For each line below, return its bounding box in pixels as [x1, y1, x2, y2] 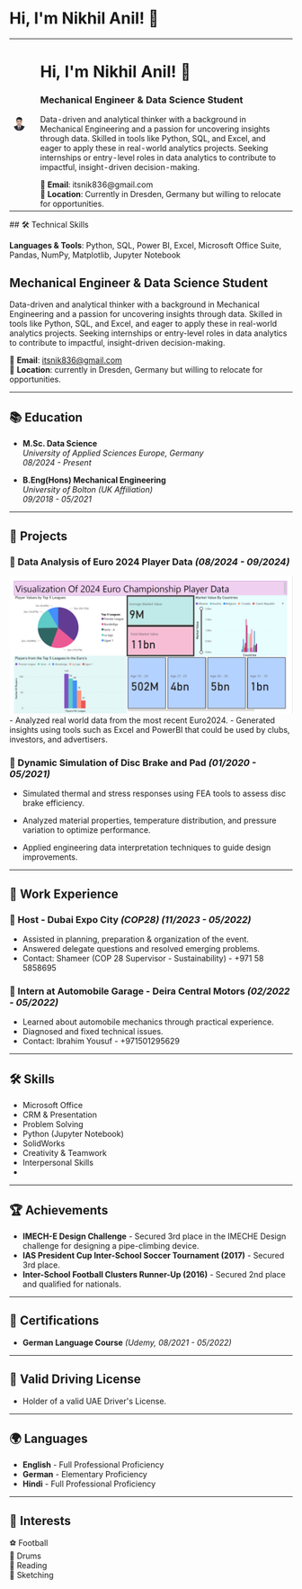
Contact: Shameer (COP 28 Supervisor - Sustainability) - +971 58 [22, 953, 264, 964]
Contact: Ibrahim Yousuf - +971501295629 [22, 1035, 180, 1047]
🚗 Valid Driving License [9, 1372, 141, 1387]
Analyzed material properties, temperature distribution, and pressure [22, 815, 277, 826]
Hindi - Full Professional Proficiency [22, 1478, 156, 1489]
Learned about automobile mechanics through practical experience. [22, 1016, 274, 1027]
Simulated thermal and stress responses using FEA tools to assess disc [22, 788, 287, 799]
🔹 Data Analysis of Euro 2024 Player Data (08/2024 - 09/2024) [9, 555, 290, 568]
